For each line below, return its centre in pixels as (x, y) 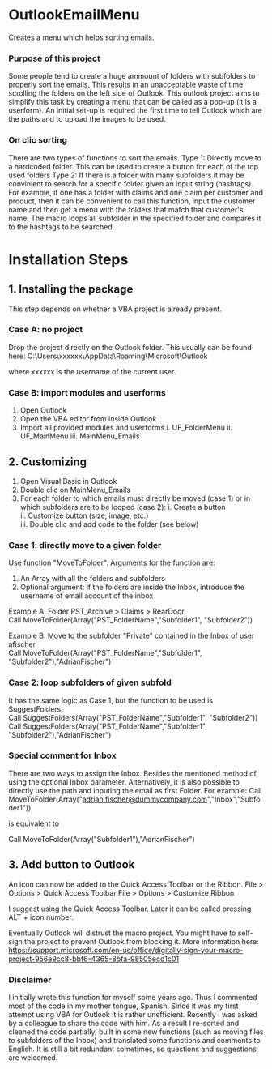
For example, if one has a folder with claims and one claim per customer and (136, 192)
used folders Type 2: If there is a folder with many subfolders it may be (126, 175)
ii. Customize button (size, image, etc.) (84, 515)
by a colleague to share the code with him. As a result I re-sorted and (124, 1023)
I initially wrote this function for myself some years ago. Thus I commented (133, 997)
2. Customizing (48, 462)
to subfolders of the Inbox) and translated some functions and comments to (134, 1040)
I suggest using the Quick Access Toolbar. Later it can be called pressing (130, 909)
